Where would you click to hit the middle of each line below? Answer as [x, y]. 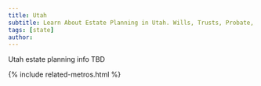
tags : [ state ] [31, 30]
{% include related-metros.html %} [65, 74]
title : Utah [27, 15]
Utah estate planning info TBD [57, 59]
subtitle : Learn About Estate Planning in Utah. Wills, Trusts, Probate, [131, 23]
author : [21, 37]
